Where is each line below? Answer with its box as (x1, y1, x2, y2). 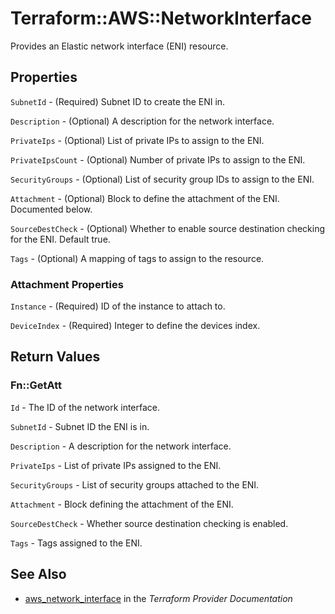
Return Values (10, 348, 101, 366)
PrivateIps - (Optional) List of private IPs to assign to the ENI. (10, 134, 265, 146)
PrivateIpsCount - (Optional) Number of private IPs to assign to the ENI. (10, 153, 306, 166)
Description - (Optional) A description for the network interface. (10, 115, 275, 127)
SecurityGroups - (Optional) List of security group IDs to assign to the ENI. (10, 173, 315, 185)
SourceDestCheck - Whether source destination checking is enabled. (10, 517, 289, 529)
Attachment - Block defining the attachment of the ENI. (10, 498, 234, 510)
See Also (10, 566, 67, 583)
